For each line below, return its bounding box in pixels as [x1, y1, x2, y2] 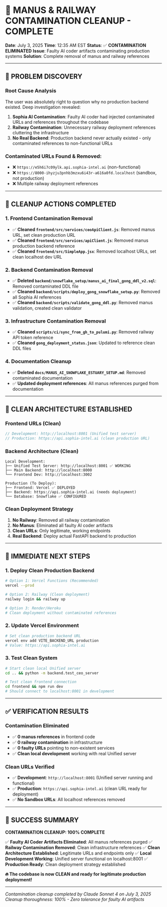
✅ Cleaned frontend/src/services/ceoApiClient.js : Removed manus [12, 226, 156, 232]
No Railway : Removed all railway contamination [12, 517, 110, 523]
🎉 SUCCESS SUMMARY [5, 816, 79, 825]
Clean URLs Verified [5, 763, 55, 770]
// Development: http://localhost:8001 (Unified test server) [5, 432, 137, 437]
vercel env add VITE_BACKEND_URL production [5, 638, 99, 643]
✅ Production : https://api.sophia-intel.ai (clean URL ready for [12, 786, 147, 792]
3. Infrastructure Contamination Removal [5, 317, 106, 324]
